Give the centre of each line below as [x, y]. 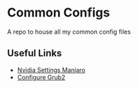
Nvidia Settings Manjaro [51, 69]
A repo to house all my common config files [69, 32]
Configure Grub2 [41, 77]
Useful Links [34, 53]
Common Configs [59, 13]
